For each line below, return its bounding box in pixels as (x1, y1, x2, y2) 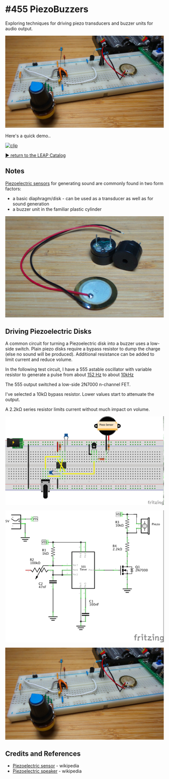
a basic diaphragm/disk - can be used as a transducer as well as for (12, 195, 153, 201)
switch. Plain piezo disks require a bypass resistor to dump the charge (15, 346, 160, 352)
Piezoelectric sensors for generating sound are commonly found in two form (5, 180, 163, 186)
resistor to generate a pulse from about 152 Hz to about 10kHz (5, 372, 134, 378)
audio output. (5, 25, 33, 31)
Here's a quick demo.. (5, 133, 51, 139)
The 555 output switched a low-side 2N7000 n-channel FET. (5, 382, 131, 388)
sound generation (12, 201, 49, 207)
